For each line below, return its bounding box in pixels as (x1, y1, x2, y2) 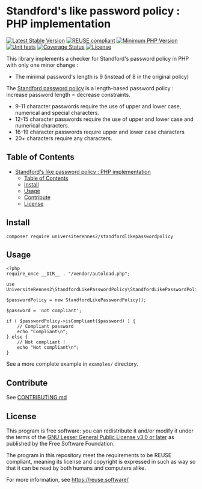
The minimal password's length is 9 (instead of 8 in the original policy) (14, 73, 189, 80)
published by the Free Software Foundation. (6, 440, 115, 447)
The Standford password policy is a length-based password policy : (6, 84, 174, 91)
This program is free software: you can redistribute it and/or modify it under (6, 427, 194, 434)
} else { (6, 334, 28, 340)
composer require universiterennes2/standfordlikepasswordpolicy (6, 233, 173, 239)
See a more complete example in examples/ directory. (6, 360, 138, 368)
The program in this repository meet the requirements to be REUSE (6, 452, 172, 458)
